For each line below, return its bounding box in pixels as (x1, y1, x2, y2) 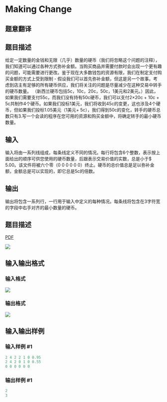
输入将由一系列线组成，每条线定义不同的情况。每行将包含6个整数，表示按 (5, 149, 156, 155)
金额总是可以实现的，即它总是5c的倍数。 (13, 168, 98, 174)
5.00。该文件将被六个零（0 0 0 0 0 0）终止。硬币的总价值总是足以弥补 (5, 162, 150, 168)
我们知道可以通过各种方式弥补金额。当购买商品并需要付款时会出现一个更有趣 (5, 63, 162, 69)
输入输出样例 (5, 327, 45, 336)
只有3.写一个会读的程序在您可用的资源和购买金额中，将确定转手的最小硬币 (9, 113, 162, 119)
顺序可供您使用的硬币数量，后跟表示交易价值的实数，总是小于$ (22, 156, 152, 162)
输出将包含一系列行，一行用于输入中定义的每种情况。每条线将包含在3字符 (5, 198, 156, 205)
